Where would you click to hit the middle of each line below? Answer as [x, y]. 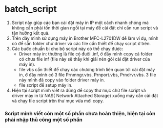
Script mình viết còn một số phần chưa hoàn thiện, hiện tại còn [80, 113]
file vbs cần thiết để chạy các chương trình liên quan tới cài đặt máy [87, 69]
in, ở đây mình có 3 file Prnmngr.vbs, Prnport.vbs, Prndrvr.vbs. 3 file [88, 75]
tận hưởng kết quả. [31, 33]
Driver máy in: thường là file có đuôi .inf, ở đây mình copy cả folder [86, 54]
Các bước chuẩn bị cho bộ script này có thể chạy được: [67, 49]
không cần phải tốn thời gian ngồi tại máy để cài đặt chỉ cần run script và [85, 27]
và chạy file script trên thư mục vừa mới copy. [58, 101]
